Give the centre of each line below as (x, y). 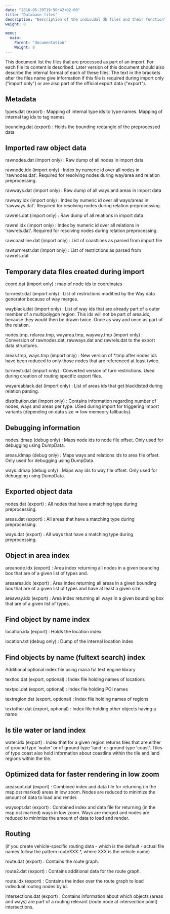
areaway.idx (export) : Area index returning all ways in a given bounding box (84, 598)
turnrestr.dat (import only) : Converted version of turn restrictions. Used (80, 371)
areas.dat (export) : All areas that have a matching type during (70, 519)
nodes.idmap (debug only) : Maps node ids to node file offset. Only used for (84, 440)
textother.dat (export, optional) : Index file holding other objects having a (81, 709)
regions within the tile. (28, 758)
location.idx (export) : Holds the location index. (54, 632)
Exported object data (39, 492)
